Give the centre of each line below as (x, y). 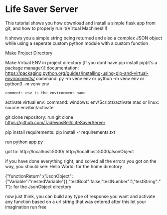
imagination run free (26, 207)
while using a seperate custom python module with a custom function (77, 43)
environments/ (20, 78)
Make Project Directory (29, 53)
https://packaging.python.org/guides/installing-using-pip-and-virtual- (77, 73)
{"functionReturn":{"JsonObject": (39, 176)
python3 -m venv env (27, 84)
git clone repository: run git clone (39, 117)
